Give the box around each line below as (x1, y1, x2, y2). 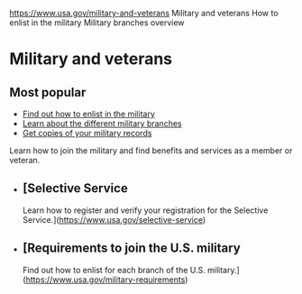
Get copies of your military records (22, 128, 152, 138)
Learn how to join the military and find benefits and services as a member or (9, 145, 293, 156)
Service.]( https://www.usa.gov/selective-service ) (22, 214, 206, 225)
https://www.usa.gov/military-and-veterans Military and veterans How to (9, 8, 279, 18)
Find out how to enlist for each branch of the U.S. (22, 264, 206, 275)
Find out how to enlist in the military (22, 108, 155, 119)
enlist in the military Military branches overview (9, 17, 185, 28)
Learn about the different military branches (22, 118, 182, 129)
